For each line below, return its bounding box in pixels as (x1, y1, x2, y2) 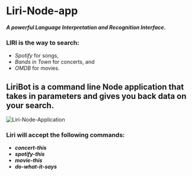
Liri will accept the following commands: (6, 130, 126, 139)
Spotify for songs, (14, 52, 59, 59)
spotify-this (14, 151, 45, 158)
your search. (6, 100, 55, 110)
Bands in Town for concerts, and (14, 58, 95, 66)
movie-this (14, 157, 43, 164)
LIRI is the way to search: (6, 39, 80, 47)
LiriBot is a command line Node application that (6, 82, 184, 92)
